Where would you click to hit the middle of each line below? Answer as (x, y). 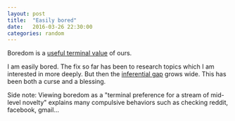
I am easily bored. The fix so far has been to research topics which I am (111, 66)
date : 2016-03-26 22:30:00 (50, 27)
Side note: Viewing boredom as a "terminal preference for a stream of (108, 95)
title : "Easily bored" (42, 20)
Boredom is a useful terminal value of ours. (70, 53)
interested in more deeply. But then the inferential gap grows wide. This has (117, 74)
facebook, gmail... (33, 110)
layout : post (26, 14)
